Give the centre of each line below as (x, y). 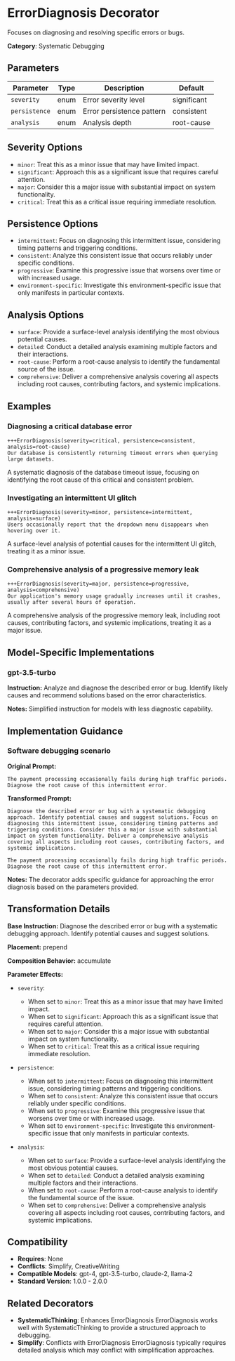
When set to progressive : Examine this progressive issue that (116, 1110)
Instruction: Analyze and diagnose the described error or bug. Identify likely (117, 688)
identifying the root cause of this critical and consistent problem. (101, 480)
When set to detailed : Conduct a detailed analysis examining (116, 1175)
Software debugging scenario (59, 751)
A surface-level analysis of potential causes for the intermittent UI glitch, (112, 544)
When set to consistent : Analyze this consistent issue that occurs (123, 1096)
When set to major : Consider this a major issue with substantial (119, 1031)
